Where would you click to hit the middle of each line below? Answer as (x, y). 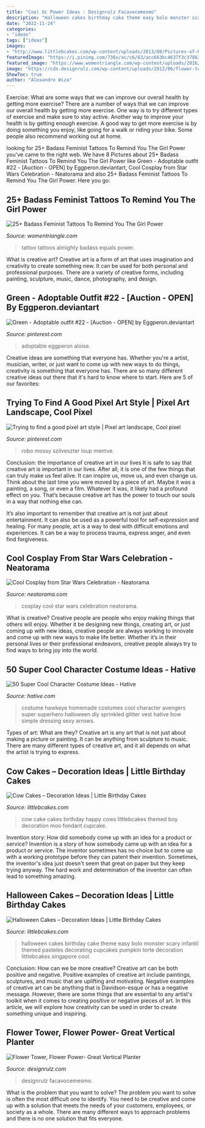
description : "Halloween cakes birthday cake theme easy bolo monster (98, 18)
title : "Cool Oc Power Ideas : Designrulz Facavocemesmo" (81, 12)
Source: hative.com (31, 696)
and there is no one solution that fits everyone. (65, 1118)
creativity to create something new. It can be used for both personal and (97, 265)
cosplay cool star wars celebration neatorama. (80, 606)
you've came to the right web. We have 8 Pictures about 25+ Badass (92, 155)
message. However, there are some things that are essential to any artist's (99, 994)
